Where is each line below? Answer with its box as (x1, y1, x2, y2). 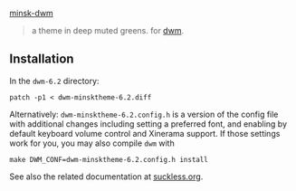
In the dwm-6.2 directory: (9, 75, 100, 86)
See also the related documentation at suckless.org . (9, 171, 204, 182)
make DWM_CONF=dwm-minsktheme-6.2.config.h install (9, 155, 208, 164)
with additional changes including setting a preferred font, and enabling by (9, 118, 288, 129)
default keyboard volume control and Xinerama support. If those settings (9, 128, 281, 138)
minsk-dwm (9, 8, 54, 18)
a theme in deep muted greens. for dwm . (31, 25, 184, 35)
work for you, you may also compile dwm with (9, 138, 175, 148)
